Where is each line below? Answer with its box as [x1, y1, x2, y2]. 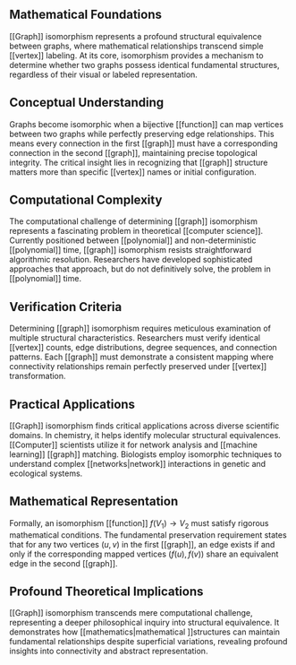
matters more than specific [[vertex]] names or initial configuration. [9, 166, 257, 177]
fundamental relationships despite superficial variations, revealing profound [9, 636, 288, 647]
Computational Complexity [9, 193, 163, 208]
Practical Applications [9, 396, 136, 411]
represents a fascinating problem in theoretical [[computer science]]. [9, 226, 264, 237]
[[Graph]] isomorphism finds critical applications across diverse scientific [9, 420, 280, 431]
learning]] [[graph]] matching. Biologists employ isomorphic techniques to [9, 449, 282, 460]
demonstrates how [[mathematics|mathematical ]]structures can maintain [9, 626, 280, 637]
